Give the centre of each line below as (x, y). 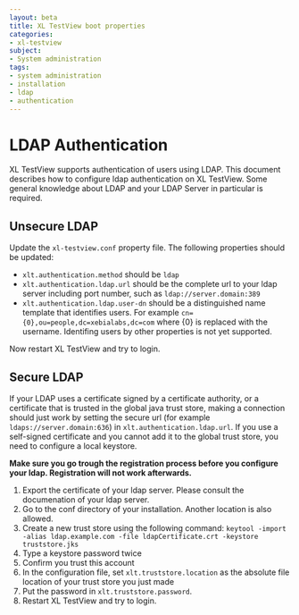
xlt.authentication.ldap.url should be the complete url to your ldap (149, 284)
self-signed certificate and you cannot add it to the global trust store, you (144, 436)
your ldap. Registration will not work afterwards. (100, 472)
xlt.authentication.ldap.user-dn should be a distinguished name (144, 303)
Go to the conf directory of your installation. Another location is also (147, 509)
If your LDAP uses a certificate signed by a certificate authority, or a (134, 398)
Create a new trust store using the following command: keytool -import (154, 527)
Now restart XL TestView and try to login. (85, 349)
